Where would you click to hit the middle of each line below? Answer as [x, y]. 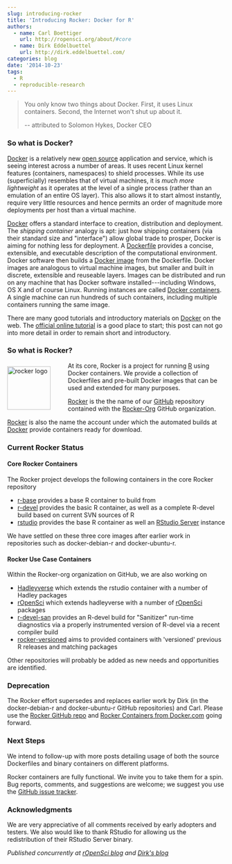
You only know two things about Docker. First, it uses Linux [108, 104]
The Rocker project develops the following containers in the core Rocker [110, 479]
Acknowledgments [40, 809]
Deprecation [28, 686]
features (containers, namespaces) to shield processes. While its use [106, 173]
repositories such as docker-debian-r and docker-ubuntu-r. [92, 543]
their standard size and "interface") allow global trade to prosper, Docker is [114, 238]
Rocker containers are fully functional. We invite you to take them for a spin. [115, 777]
